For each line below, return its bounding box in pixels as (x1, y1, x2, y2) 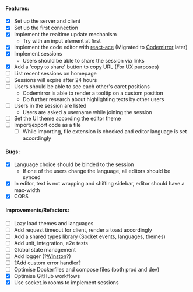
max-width (13, 187, 40, 194)
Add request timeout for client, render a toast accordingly (13, 226, 152, 233)
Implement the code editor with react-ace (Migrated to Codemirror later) (13, 44, 188, 51)
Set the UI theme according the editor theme (13, 115, 121, 122)
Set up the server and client (13, 18, 81, 25)
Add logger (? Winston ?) (13, 252, 71, 260)
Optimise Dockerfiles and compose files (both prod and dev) (13, 266, 160, 273)
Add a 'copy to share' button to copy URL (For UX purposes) (13, 63, 159, 70)
